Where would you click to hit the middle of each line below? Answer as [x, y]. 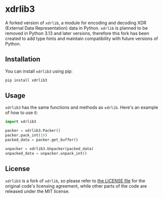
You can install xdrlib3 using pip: [39, 71]
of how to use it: [21, 113]
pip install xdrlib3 [26, 80]
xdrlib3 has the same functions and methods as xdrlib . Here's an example [82, 108]
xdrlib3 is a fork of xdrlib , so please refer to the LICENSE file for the [75, 181]
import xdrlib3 [21, 122]
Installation [23, 59]
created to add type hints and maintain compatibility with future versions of [81, 39]
